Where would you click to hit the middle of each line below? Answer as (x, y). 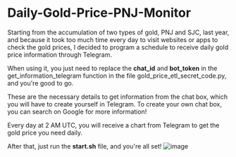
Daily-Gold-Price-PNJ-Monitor (99, 13)
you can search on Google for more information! (77, 111)
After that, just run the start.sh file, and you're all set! (85, 146)
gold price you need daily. (45, 132)
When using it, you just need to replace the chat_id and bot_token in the (112, 68)
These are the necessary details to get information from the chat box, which (117, 97)
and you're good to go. (41, 83)
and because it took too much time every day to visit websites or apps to (113, 39)
